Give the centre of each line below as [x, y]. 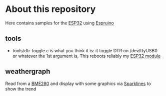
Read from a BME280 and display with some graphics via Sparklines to [78, 84]
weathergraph [28, 71]
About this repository [50, 9]
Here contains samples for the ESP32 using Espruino [59, 23]
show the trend [21, 89]
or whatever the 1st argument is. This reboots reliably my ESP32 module [86, 56]
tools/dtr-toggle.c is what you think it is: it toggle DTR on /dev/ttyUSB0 [85, 50]
